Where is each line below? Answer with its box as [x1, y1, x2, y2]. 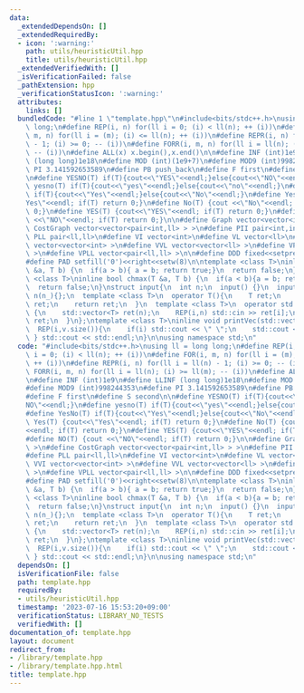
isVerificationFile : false [17, 569, 119, 578]
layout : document [9, 636, 75, 646]
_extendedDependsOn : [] [17, 22, 107, 31]
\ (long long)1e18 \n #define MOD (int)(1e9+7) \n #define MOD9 [25, 156, 257, 166]
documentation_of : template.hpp [9, 628, 131, 637]
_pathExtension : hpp [17, 81, 95, 90]
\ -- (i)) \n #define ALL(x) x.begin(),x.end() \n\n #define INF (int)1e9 [25, 148, 298, 157]
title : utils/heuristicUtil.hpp [25, 55, 147, 64]
